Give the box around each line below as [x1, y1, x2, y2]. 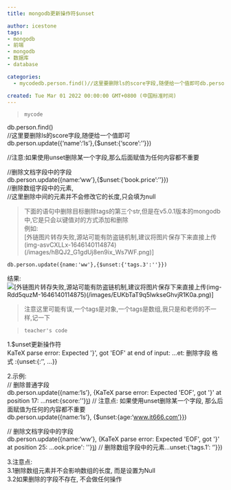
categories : [7, 73, 41, 80]
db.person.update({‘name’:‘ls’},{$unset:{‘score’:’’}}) [7, 139, 152, 147]
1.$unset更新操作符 [7, 340, 62, 349]
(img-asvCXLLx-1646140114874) [23, 241, 117, 249]
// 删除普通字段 [7, 380, 50, 389]
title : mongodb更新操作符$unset [7, 10, 95, 17]
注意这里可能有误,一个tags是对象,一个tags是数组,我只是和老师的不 [23, 305, 211, 314]
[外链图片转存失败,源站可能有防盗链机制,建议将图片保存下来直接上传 [23, 233, 217, 241]
